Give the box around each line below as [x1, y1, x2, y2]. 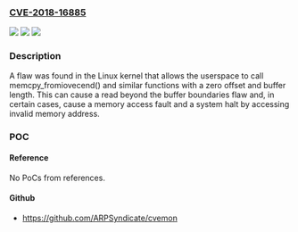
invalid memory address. [9, 108, 100, 119]
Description [9, 50, 62, 62]
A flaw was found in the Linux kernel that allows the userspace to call [9, 70, 264, 81]
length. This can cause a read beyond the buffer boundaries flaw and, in [9, 89, 275, 100]
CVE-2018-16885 [9, 6, 87, 19]
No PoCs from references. [9, 172, 105, 183]
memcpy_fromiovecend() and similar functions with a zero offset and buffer [9, 79, 286, 90]
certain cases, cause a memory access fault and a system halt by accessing [9, 98, 290, 109]
